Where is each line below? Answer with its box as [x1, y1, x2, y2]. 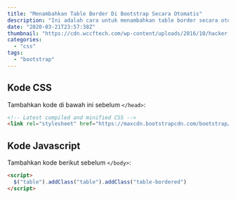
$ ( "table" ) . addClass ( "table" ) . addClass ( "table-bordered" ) [13, 179, 188, 186]
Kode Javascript [7, 139, 81, 151]
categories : [7, 36, 42, 43]
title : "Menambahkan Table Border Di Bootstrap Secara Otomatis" [7, 10, 202, 18]
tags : [7, 50, 23, 57]
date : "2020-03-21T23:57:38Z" [7, 23, 96, 30]
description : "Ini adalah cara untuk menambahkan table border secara [7, 17, 218, 24]
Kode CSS [7, 82, 52, 94]
